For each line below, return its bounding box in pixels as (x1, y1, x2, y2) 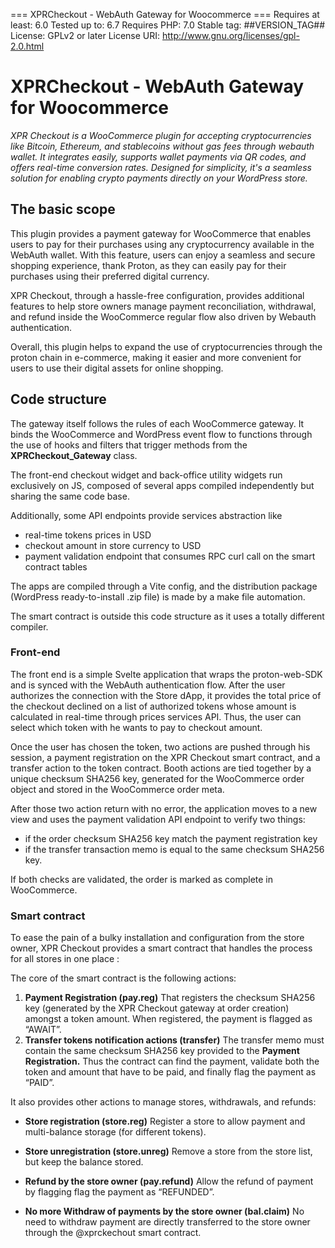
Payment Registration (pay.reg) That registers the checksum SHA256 (24, 992, 316, 1004)
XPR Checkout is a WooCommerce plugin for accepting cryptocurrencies (10, 129, 312, 141)
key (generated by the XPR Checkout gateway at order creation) (24, 1002, 290, 1014)
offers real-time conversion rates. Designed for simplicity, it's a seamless (10, 161, 312, 173)
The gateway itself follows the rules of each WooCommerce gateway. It (10, 417, 305, 429)
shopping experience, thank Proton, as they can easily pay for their (10, 259, 287, 271)
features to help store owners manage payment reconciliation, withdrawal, (10, 300, 317, 312)
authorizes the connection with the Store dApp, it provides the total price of (10, 689, 322, 701)
